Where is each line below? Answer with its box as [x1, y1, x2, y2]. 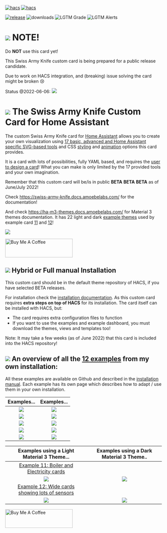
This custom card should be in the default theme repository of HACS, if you [5, 279, 160, 285]
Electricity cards [27, 468, 66, 475]
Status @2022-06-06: [5, 88, 51, 94]
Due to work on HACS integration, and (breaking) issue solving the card [5, 73, 152, 79]
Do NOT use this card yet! [5, 48, 58, 54]
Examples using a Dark [96, 447, 153, 454]
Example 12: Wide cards [17, 483, 75, 490]
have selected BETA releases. [5, 285, 66, 291]
